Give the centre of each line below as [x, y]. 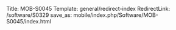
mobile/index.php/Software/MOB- [115, 15]
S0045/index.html [29, 21]
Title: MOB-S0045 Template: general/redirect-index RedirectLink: [88, 9]
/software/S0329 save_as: [39, 15]
